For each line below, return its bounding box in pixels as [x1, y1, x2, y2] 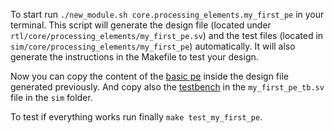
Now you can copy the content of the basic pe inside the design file [10, 70, 289, 82]
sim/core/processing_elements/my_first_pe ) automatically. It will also [10, 40, 296, 52]
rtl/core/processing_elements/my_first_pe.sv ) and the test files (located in [10, 30, 324, 41]
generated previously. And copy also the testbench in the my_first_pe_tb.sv [10, 81, 325, 93]
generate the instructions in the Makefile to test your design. [10, 51, 259, 63]
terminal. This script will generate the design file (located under [10, 19, 272, 31]
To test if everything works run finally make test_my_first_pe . [10, 111, 263, 123]
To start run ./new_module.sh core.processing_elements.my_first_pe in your [10, 9, 325, 20]
